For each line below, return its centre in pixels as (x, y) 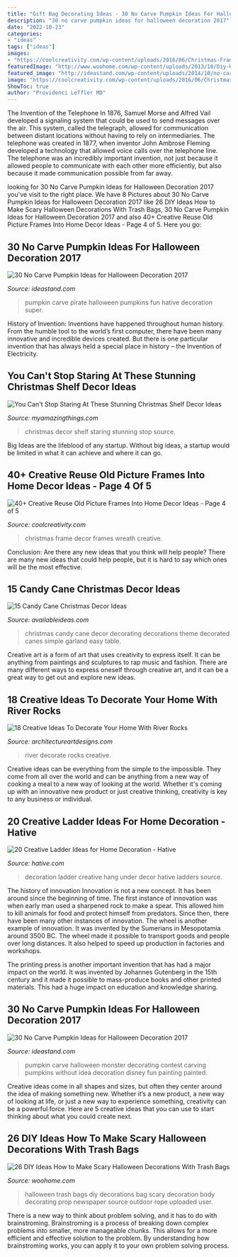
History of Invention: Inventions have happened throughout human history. (116, 324)
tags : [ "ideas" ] (31, 47)
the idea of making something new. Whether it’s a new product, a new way (116, 1093)
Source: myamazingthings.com (53, 418)
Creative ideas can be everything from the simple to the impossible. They (114, 769)
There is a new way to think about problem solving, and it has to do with (112, 1215)
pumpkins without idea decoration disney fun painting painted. (116, 1072)
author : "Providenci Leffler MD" (57, 93)
